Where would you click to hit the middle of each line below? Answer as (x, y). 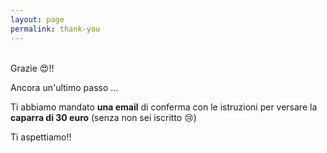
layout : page (37, 19)
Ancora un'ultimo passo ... (64, 87)
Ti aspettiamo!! (41, 137)
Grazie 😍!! (32, 68)
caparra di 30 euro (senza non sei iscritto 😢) (103, 117)
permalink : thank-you (55, 29)
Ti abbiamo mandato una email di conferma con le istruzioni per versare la (164, 107)
